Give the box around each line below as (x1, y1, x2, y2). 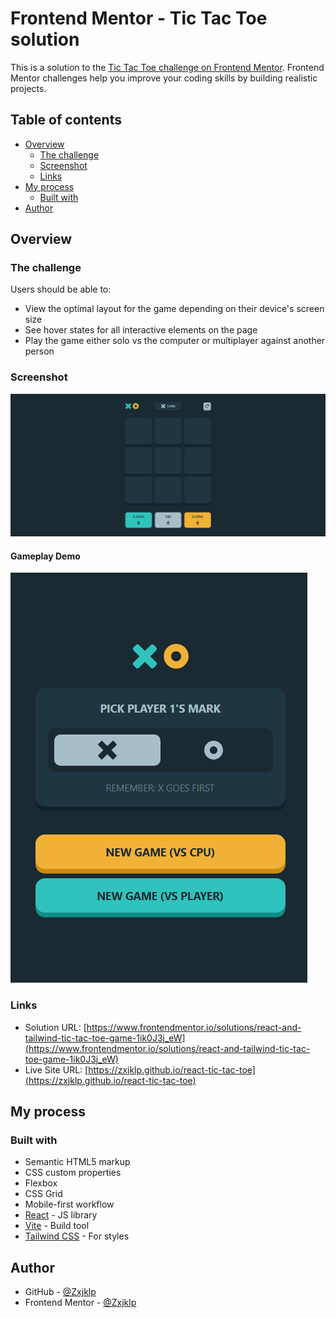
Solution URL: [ (24, 1021, 87, 1033)
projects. (10, 82, 47, 94)
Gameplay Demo (10, 550, 81, 562)
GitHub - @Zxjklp (24, 1286, 97, 1298)
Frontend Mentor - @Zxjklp (24, 1297, 137, 1309)
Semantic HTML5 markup (24, 1156, 131, 1168)
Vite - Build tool (24, 1220, 90, 1232)
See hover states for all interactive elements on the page (24, 324, 258, 336)
